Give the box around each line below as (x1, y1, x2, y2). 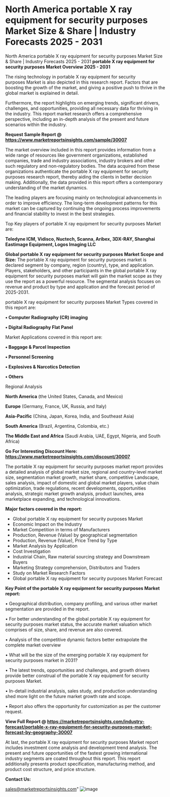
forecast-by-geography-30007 (5, 729, 73, 735)
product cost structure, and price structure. (5, 766, 96, 772)
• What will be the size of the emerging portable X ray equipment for (5, 652, 149, 658)
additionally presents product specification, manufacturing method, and (5, 761, 155, 767)
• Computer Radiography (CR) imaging (5, 314, 88, 320)
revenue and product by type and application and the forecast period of (5, 284, 155, 290)
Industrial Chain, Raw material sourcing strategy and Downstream (12, 553, 150, 559)
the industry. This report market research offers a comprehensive (5, 111, 142, 117)
